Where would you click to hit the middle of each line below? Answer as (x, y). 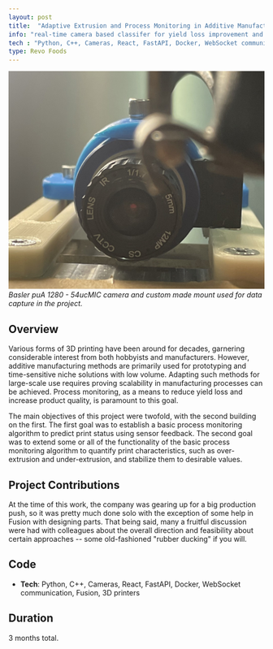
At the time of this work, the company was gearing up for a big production (132, 504)
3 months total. (34, 638)
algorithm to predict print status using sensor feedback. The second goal (131, 434)
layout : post (30, 17)
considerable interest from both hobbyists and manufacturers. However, (129, 357)
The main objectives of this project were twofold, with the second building (132, 416)
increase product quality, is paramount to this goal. (93, 400)
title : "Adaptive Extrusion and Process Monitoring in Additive (121, 26)
